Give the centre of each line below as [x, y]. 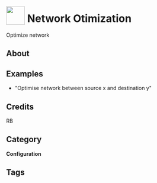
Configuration [24, 153]
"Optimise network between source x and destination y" [83, 88]
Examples [25, 74]
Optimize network [28, 35]
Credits [20, 107]
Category [24, 139]
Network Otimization [79, 19]
